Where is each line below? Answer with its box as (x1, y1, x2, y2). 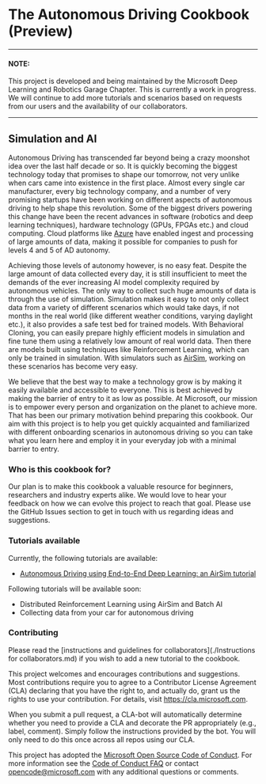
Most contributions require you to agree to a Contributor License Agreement (8, 677, 256, 687)
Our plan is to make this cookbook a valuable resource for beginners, (8, 482, 234, 491)
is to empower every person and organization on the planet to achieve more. (8, 402, 257, 411)
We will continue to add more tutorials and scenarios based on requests (8, 93, 243, 103)
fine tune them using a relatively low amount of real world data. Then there (8, 336, 252, 346)
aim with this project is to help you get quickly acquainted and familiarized (8, 419, 250, 428)
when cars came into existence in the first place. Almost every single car (8, 178, 245, 187)
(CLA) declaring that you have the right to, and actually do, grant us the (8, 686, 241, 695)
